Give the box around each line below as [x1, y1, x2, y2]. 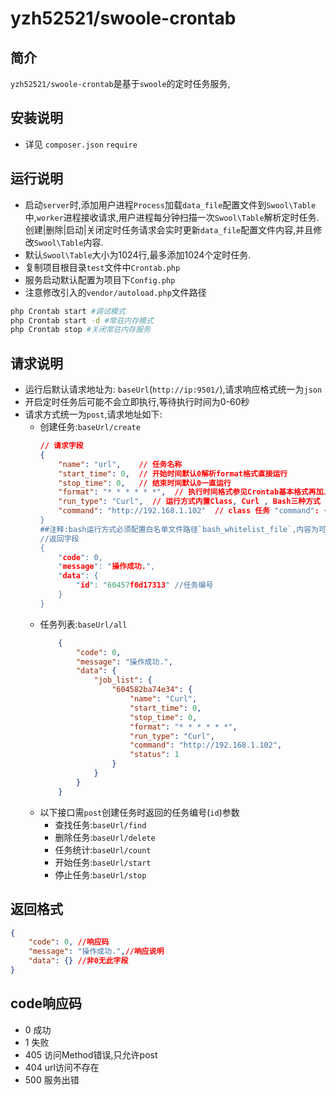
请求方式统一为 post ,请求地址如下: [24, 408, 163, 421]
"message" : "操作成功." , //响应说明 [28, 947, 165, 957]
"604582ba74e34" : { [111, 685, 193, 695]
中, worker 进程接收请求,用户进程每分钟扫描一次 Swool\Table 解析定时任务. [24, 211, 320, 223]
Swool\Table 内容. [33, 236, 104, 248]
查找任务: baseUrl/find [54, 818, 147, 831]
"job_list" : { [93, 675, 153, 686]
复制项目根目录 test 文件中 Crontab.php [24, 261, 181, 273]
